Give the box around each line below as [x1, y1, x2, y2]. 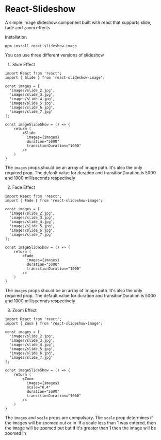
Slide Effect [12, 61, 35, 67]
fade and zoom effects [5, 24, 50, 30]
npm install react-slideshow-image [5, 43, 77, 48]
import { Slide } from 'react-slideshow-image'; [5, 75, 105, 80]
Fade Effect [12, 184, 35, 190]
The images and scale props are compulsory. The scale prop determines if [5, 415, 153, 421]
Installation [5, 34, 27, 40]
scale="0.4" [26, 385, 51, 390]
